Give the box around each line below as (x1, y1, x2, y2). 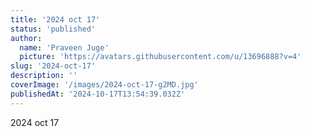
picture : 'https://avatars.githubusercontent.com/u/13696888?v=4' (19, 52, 302, 62)
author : (10, 33, 43, 43)
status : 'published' (10, 24, 97, 34)
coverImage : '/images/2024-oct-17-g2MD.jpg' (10, 80, 199, 90)
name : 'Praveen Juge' (19, 42, 110, 53)
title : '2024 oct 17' (10, 14, 101, 25)
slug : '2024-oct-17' (10, 61, 97, 71)
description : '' (10, 71, 78, 81)
